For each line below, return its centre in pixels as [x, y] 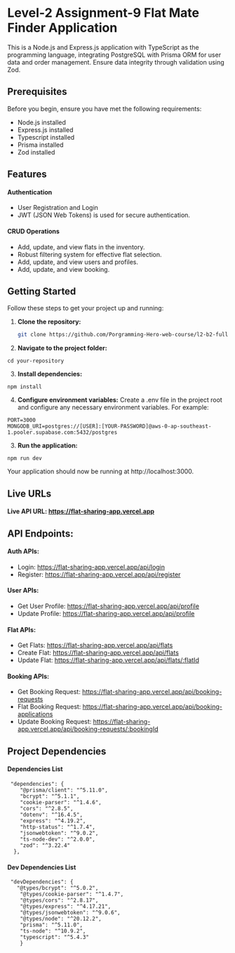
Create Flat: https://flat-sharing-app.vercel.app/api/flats [98, 653]
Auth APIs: [23, 551]
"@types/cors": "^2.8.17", [59, 900]
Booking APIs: [28, 676]
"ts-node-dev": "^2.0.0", [58, 840]
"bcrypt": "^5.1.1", [50, 796]
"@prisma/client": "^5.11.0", [64, 790]
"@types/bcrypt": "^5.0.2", [58, 888]
